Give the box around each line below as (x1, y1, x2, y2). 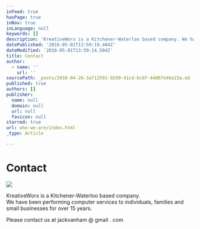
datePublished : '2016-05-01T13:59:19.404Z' (6, 42, 116, 48)
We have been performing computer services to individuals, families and (6, 198, 184, 205)
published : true (6, 81, 46, 87)
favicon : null (11, 114, 46, 120)
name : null (11, 97, 39, 103)
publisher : (6, 92, 33, 98)
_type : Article (6, 130, 44, 137)
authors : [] (6, 86, 36, 92)
